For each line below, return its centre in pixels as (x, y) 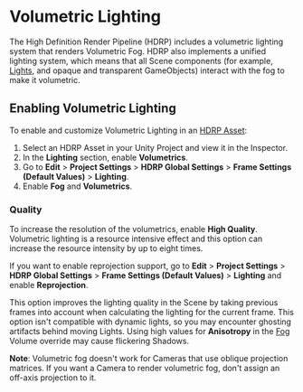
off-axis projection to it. (53, 378)
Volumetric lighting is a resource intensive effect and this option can (136, 239)
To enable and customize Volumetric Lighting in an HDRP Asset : (128, 130)
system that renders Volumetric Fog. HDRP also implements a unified (138, 51)
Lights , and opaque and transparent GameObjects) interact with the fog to (147, 70)
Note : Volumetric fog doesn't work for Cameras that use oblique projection (149, 359)
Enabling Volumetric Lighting (93, 109)
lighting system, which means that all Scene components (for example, (141, 61)
